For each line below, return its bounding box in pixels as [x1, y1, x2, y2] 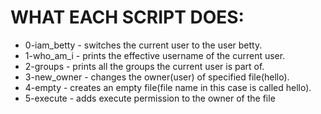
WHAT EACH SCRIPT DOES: [10, 6, 245, 29]
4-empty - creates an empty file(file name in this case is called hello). [24, 81, 312, 93]
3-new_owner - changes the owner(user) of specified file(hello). [24, 71, 290, 83]
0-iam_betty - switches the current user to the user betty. [24, 39, 263, 51]
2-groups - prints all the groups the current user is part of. [24, 60, 265, 72]
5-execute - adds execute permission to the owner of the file [24, 92, 276, 104]
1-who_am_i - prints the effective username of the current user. [24, 49, 286, 61]
